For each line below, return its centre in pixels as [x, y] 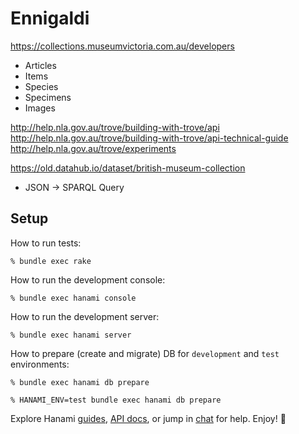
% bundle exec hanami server [71, 335]
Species [41, 86]
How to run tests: [46, 243]
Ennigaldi [50, 18]
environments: [40, 364]
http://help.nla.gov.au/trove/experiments [93, 148]
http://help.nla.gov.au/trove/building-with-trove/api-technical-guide [149, 138]
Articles [40, 65]
